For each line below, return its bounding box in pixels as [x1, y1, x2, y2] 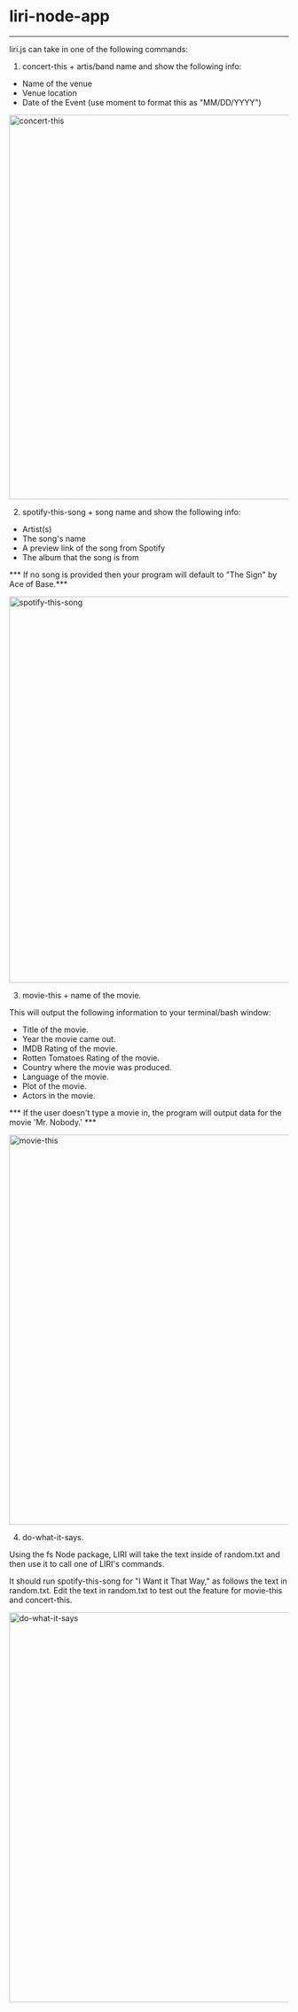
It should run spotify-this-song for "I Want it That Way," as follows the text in [9, 1576, 288, 1586]
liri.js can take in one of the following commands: [9, 43, 189, 54]
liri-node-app [9, 6, 110, 27]
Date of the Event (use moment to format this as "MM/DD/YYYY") [21, 97, 262, 107]
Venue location [21, 87, 77, 98]
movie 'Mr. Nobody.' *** [9, 1116, 97, 1127]
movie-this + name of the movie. [21, 990, 142, 1000]
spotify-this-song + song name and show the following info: [21, 506, 241, 517]
